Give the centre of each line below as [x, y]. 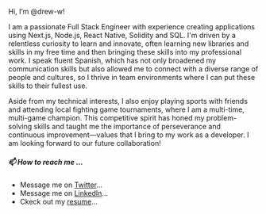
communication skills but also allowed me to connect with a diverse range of [133, 69]
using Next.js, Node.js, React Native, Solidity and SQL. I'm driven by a [122, 35]
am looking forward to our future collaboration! [85, 143]
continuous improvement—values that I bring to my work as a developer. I [129, 135]
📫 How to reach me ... [46, 162]
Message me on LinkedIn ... [64, 193]
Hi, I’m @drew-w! [37, 11]
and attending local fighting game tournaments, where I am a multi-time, [126, 109]
